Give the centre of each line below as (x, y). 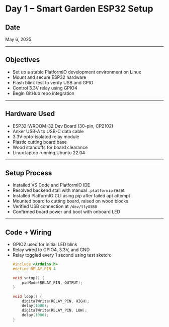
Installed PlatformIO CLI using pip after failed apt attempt (71, 196)
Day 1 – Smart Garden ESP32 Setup (79, 9)
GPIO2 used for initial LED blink (45, 245)
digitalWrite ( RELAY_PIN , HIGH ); (56, 301)
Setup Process (29, 173)
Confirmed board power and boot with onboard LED (66, 212)
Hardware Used (30, 114)
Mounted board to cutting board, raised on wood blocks (70, 201)
